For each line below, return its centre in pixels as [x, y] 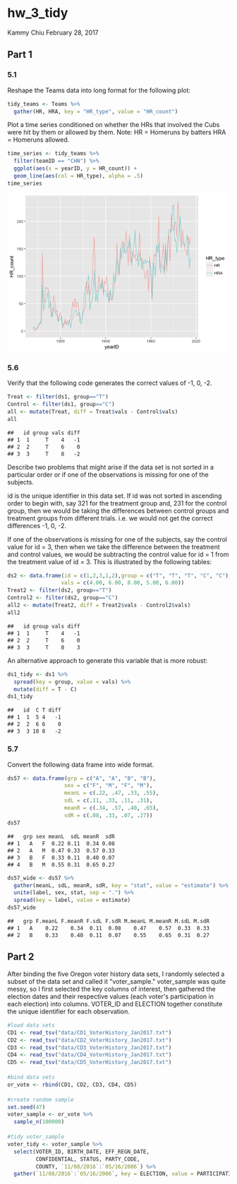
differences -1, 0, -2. [37, 525]
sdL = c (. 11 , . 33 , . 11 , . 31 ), [108, 801]
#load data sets [31, 1025]
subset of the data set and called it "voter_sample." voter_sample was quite [116, 981]
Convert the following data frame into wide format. [81, 764]
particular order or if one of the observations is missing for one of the [108, 475]
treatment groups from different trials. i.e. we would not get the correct [110, 518]
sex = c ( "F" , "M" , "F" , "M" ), [108, 786]
